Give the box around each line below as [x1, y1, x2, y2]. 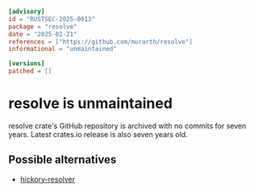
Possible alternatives [8, 153, 117, 167]
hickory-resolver [19, 174, 75, 184]
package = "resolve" [8, 23, 78, 31]
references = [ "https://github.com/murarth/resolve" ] [8, 37, 194, 46]
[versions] [8, 60, 45, 68]
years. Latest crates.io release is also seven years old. [8, 129, 188, 139]
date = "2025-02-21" [8, 30, 78, 38]
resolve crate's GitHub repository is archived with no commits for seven [8, 121, 247, 131]
